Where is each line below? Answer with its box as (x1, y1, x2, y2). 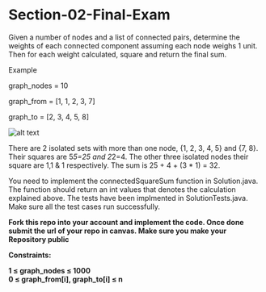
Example (8, 65, 38, 74)
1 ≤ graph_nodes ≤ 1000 (8, 265, 91, 275)
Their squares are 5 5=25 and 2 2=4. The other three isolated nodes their (8, 152, 249, 161)
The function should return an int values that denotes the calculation (8, 184, 236, 194)
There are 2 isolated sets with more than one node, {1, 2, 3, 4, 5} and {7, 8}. (8, 143, 259, 152)
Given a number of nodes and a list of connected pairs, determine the (8, 32, 240, 42)
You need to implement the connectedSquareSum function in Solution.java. (8, 176, 259, 186)
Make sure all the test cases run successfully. (8, 202, 160, 211)
